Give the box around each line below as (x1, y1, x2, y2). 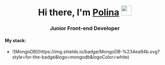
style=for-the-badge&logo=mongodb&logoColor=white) (12, 54, 129, 60)
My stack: (5, 37, 26, 43)
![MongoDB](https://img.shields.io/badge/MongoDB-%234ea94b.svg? (12, 49, 160, 55)
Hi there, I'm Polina (38, 7, 120, 18)
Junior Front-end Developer (50, 25, 120, 32)
